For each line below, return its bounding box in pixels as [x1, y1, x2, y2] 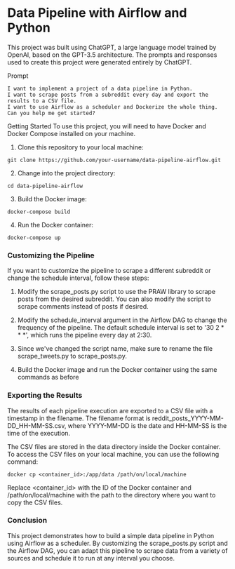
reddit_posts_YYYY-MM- [152, 414, 224, 422]
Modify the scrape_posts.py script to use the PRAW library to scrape [17, 288, 216, 296]
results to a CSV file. [7, 97, 77, 105]
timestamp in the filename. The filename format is [7, 414, 151, 422]
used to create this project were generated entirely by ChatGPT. [7, 58, 192, 66]
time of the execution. [7, 429, 71, 437]
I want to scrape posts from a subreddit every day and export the [7, 91, 209, 98]
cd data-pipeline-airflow [7, 182, 83, 189]
